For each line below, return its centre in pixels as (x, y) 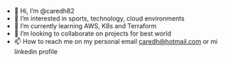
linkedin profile (36, 52)
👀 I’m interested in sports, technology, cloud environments (99, 18)
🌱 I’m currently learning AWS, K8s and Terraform (86, 26)
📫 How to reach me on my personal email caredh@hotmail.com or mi (116, 41)
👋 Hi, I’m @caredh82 (44, 11)
